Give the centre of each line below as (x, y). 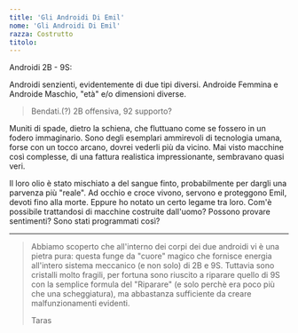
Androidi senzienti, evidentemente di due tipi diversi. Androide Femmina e (144, 84)
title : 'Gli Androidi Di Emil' (67, 17)
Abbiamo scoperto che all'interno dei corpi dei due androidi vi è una (155, 247)
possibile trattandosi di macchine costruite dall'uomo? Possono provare (140, 212)
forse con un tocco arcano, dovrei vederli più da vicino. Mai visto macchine (146, 147)
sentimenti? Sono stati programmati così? (85, 221)
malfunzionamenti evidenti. (80, 304)
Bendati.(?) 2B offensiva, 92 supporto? (102, 111)
